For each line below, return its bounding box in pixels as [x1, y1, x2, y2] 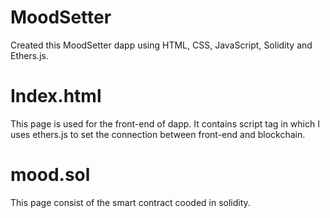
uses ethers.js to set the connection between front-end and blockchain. [10, 128, 306, 140]
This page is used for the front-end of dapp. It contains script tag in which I [10, 117, 320, 130]
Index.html [10, 85, 102, 108]
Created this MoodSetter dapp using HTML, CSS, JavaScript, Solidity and [10, 39, 313, 51]
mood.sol [10, 164, 91, 186]
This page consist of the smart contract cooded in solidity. [10, 196, 251, 208]
